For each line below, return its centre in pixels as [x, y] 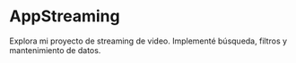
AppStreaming [65, 16]
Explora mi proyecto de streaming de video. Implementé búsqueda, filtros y [148, 41]
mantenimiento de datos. [55, 50]
